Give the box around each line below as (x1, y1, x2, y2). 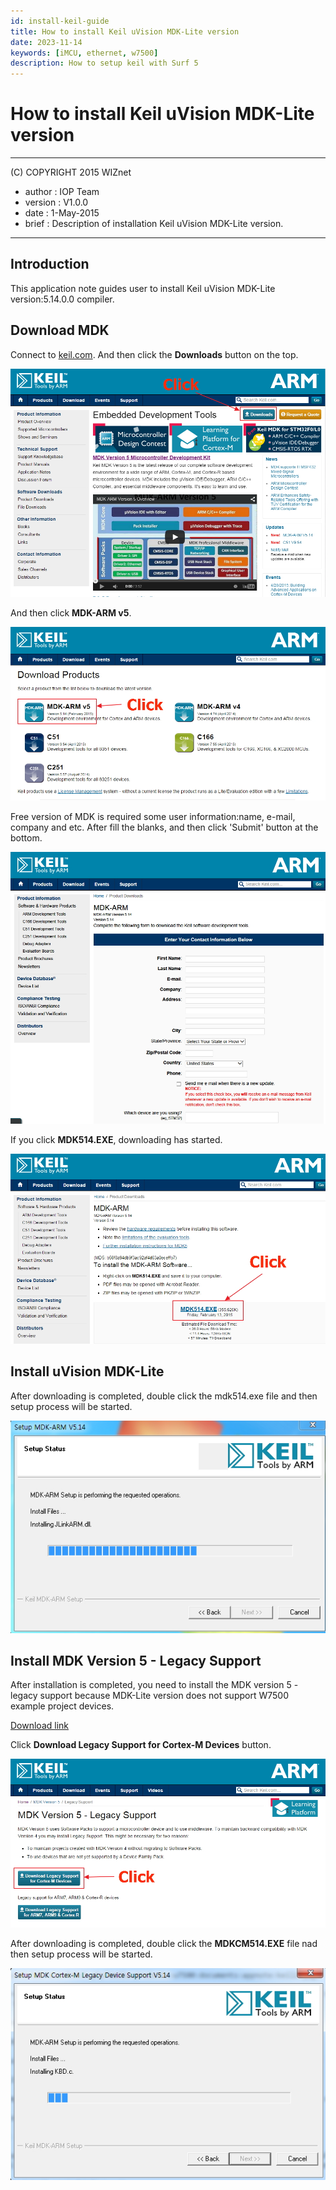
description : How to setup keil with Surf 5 (10, 58, 199, 69)
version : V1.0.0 (24, 196, 89, 209)
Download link (10, 1720, 70, 1732)
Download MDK (10, 322, 110, 339)
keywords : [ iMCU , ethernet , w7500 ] (10, 48, 159, 58)
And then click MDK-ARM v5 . (10, 607, 132, 619)
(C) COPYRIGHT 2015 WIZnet (10, 166, 132, 179)
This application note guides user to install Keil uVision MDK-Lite (10, 282, 276, 294)
